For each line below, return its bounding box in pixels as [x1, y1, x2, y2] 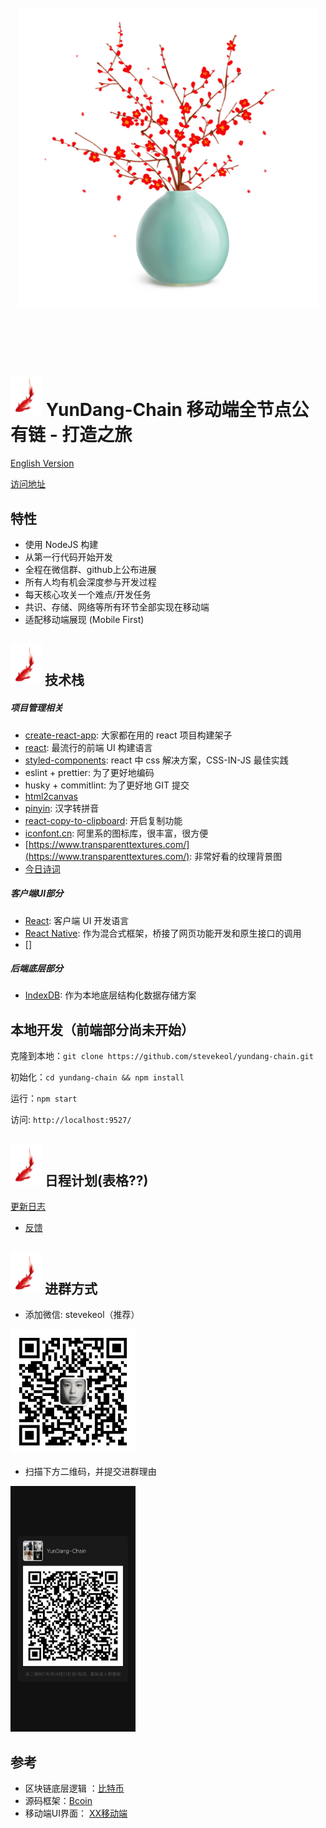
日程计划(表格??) [44, 1172, 149, 1189]
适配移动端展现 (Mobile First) [24, 613, 145, 625]
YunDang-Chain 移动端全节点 [45, 399, 292, 421]
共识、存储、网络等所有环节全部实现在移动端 [24, 601, 210, 613]
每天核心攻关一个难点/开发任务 [24, 588, 152, 600]
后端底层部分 [10, 962, 63, 975]
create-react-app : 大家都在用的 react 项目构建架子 [24, 729, 233, 741]
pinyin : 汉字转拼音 [24, 802, 100, 814]
